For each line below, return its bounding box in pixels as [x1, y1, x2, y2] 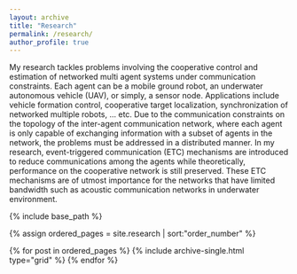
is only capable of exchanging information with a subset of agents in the [9, 128, 273, 138]
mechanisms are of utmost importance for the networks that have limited [9, 175, 276, 186]
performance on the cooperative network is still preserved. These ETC [9, 166, 267, 176]
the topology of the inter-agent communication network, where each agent [9, 119, 283, 129]
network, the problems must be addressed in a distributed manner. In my [9, 137, 275, 148]
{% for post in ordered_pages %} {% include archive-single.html [9, 246, 245, 256]
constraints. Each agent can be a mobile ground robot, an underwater [9, 81, 263, 91]
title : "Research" [9, 21, 77, 30]
